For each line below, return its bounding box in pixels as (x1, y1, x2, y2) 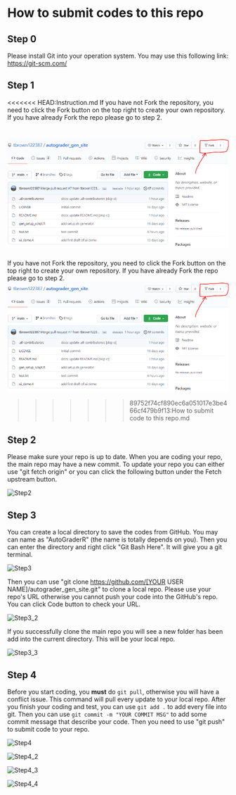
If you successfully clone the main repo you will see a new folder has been (7, 627, 223, 636)
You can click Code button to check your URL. (7, 600, 141, 608)
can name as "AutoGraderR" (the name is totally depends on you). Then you (7, 535, 228, 544)
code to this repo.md (129, 413, 190, 422)
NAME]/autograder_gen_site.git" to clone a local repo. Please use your (7, 585, 211, 594)
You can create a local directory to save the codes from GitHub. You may (7, 528, 218, 537)
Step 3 (7, 509, 37, 521)
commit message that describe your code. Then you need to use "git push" (7, 717, 225, 726)
